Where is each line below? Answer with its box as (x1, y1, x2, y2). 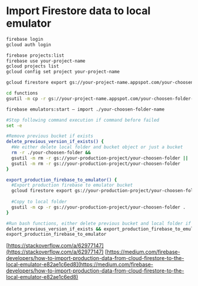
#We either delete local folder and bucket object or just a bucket (11, 144, 183, 150)
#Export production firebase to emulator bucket (11, 182, 133, 188)
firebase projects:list (6, 52, 65, 58)
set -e (6, 122, 22, 128)
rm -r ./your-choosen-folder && (11, 149, 91, 156)
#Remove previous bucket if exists (6, 133, 94, 139)
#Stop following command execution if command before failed (6, 117, 160, 123)
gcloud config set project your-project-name (6, 69, 120, 75)
